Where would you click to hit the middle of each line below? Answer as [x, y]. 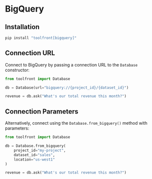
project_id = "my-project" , [40, 150]
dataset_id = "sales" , [34, 155]
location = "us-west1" [34, 159]
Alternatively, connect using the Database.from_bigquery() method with [76, 123]
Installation [22, 27]
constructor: [17, 70]
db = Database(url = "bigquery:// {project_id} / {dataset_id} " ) [67, 88]
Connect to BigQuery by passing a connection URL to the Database [71, 65]
